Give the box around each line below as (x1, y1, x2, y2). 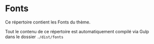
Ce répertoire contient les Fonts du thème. (5, 19, 91, 25)
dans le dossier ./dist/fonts (5, 34, 64, 40)
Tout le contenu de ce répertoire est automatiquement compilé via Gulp (5, 28, 150, 34)
